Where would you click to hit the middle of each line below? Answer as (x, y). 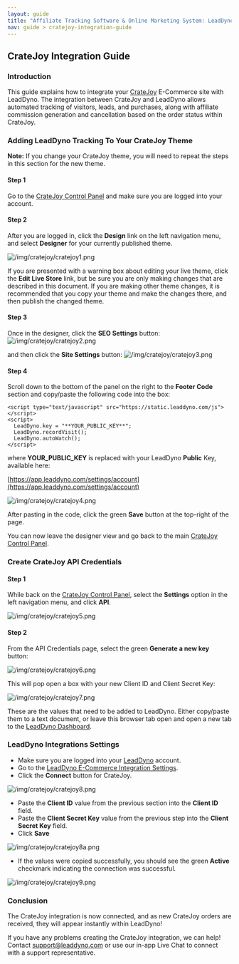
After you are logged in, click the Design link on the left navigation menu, (114, 235)
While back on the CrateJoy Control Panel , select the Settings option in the (117, 595)
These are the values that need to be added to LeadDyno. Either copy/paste (118, 711)
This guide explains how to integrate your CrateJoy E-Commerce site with (116, 92)
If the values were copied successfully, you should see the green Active (123, 861)
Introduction (29, 76)
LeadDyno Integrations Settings (63, 745)
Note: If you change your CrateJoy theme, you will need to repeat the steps (118, 156)
